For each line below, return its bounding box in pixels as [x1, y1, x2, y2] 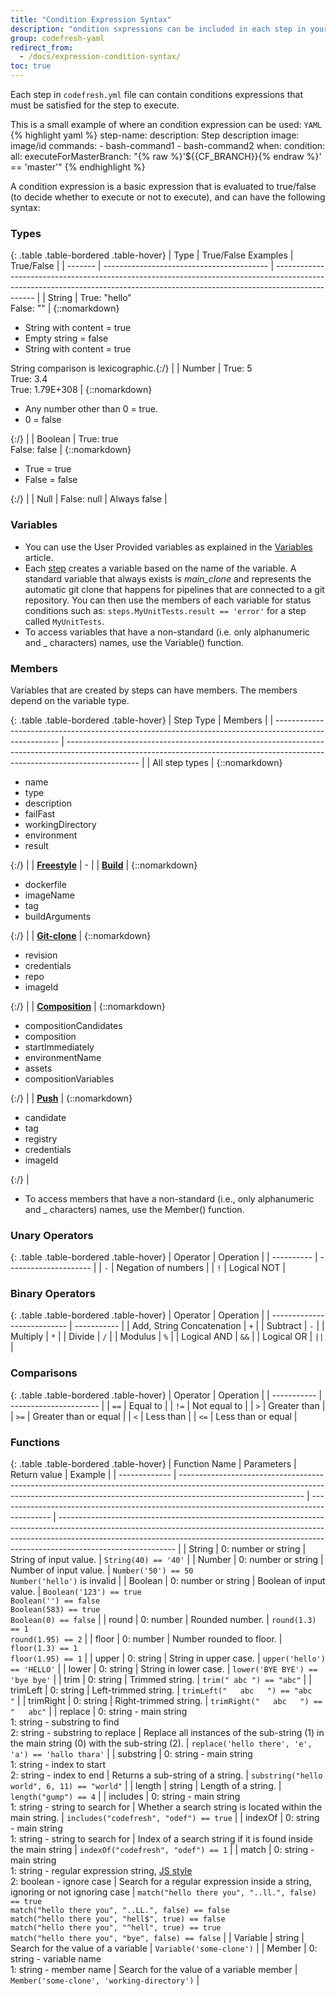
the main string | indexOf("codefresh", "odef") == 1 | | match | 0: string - [10, 1844, 315, 1856]
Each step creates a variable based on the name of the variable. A [24, 562, 297, 574]
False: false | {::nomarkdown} [10, 444, 132, 456]
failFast [24, 807, 56, 820]
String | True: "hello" [47, 292, 132, 304]
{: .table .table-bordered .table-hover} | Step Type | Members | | [10, 714, 274, 726]
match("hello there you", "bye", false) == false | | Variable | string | [10, 1932, 305, 1944]
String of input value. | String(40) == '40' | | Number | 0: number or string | [10, 1554, 324, 1566]
